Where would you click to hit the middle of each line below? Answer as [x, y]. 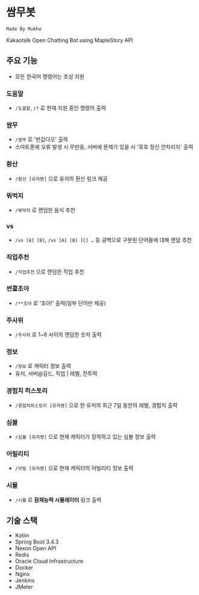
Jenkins [25, 580]
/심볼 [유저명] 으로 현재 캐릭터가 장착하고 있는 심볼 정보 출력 [85, 437]
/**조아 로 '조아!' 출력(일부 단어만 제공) [61, 303]
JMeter [24, 587]
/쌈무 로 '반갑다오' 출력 [41, 139]
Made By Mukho [24, 29]
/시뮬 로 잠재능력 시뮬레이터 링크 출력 [58, 499]
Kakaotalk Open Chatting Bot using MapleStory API [70, 40]
